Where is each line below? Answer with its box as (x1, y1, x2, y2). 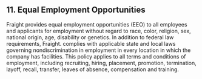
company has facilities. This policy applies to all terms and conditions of (6, 52, 186, 60)
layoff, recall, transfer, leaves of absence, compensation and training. (6, 66, 179, 73)
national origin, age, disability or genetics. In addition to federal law (6, 33, 174, 41)
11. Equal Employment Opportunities (6, 5, 146, 15)
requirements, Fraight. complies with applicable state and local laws (6, 40, 176, 47)
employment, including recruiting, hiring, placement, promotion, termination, (6, 59, 197, 66)
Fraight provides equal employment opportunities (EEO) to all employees (6, 21, 187, 28)
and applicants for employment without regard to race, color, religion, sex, (6, 27, 191, 34)
